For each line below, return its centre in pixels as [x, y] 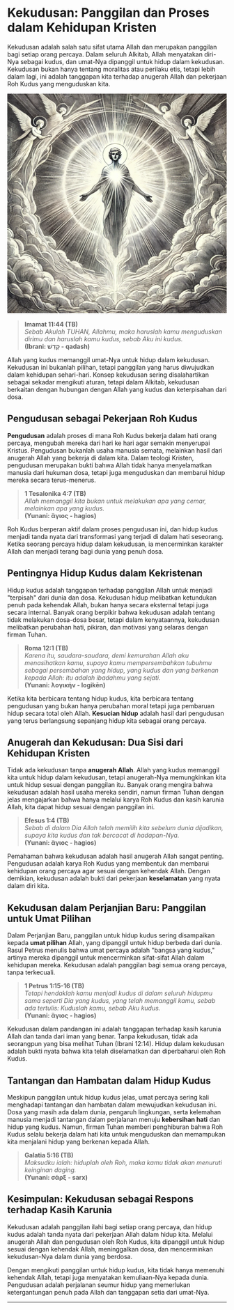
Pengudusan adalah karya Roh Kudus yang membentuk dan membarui [108, 864]
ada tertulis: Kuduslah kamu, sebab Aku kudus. [92, 1008]
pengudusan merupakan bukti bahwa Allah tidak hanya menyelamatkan [110, 465]
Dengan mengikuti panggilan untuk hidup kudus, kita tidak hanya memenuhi [116, 1270]
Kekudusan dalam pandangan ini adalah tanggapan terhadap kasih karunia [114, 1029]
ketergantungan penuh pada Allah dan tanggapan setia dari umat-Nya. [108, 1292]
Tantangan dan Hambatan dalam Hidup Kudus [109, 1081]
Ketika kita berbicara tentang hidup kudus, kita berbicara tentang [100, 699]
